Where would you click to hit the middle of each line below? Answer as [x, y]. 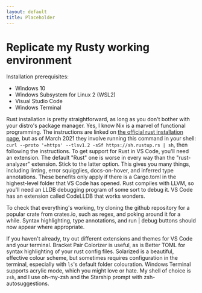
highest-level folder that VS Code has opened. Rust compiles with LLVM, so [100, 183]
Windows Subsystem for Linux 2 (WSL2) [65, 95]
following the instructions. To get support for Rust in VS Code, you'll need [98, 151]
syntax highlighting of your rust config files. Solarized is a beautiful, [90, 251]
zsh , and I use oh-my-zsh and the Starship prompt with [74, 277]
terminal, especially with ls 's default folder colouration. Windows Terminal [99, 264]
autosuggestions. [28, 283]
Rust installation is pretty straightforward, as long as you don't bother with [98, 119]
